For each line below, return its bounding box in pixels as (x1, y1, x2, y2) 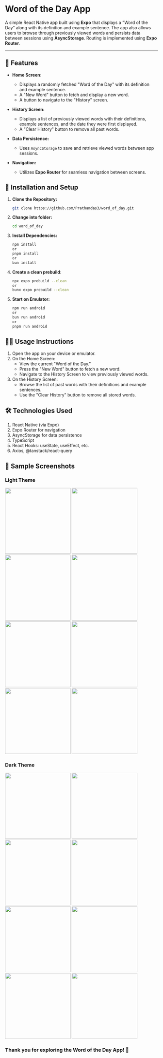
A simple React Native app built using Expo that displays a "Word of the (5, 20, 148, 25)
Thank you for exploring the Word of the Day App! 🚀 (5, 1047, 130, 1054)
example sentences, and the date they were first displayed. (19, 121, 138, 127)
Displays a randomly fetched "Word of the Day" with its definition (19, 81, 149, 87)
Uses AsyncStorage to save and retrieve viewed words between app (19, 145, 154, 151)
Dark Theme (5, 762, 35, 768)
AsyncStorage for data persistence (12, 432, 82, 438)
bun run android (12, 315, 45, 320)
